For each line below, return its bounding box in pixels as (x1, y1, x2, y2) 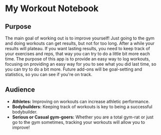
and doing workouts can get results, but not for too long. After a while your (5, 40, 155, 46)
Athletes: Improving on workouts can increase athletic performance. (12, 98, 150, 104)
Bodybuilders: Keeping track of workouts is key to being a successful (12, 103, 152, 110)
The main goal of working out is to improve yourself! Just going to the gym (5, 35, 155, 41)
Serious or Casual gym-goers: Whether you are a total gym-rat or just (12, 114, 154, 120)
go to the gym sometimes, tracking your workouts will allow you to (12, 119, 145, 125)
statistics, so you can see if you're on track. (5, 72, 92, 77)
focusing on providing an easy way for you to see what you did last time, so (5, 61, 157, 67)
